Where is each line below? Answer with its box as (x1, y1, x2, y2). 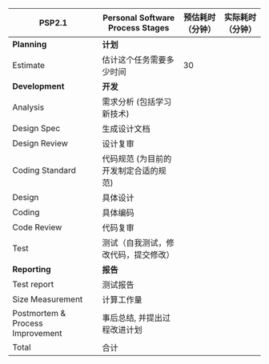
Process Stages (107, 22, 170, 33)
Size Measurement (12, 294, 83, 305)
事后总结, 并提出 (102, 312, 163, 323)
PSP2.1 (38, 18, 68, 28)
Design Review (12, 138, 68, 149)
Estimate (12, 60, 46, 70)
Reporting (12, 264, 51, 274)
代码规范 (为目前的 (102, 154, 172, 164)
